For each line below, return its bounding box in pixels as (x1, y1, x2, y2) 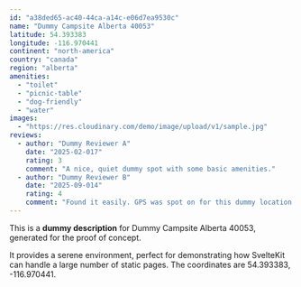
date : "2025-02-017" (25, 147, 103, 156)
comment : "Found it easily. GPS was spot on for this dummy (25, 198, 256, 208)
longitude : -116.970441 (9, 38, 99, 48)
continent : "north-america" (9, 47, 115, 56)
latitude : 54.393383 (9, 30, 87, 39)
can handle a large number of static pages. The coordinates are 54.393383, (9, 259, 291, 270)
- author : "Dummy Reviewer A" (17, 139, 131, 148)
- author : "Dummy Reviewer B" (17, 172, 131, 181)
